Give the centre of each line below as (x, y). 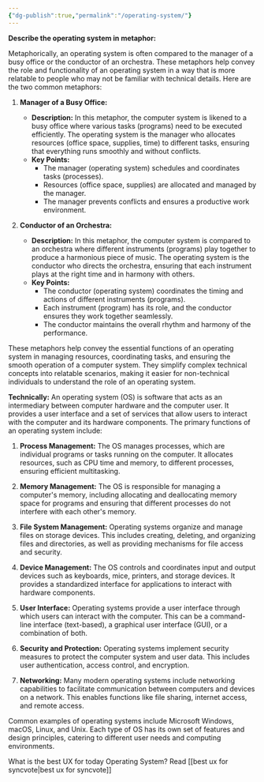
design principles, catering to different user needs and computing (115, 737)
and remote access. (52, 705)
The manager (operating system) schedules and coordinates (141, 167)
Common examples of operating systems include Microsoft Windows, (121, 720)
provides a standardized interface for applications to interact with (126, 584)
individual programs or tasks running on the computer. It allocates (126, 454)
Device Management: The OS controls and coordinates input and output (138, 567)
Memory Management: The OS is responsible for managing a (120, 486)
